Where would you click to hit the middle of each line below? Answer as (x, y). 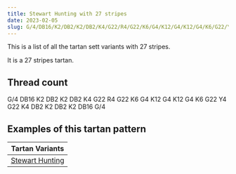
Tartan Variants (38, 148)
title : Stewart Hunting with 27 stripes (67, 14)
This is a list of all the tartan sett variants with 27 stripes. (89, 47)
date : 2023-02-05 (33, 20)
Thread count (38, 82)
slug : (15, 27)
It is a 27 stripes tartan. (41, 60)
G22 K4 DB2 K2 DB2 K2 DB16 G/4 (57, 107)
